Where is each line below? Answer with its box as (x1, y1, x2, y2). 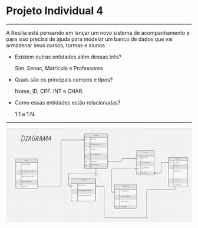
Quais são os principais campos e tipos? (14, 76, 113, 83)
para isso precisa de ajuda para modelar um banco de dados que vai (6, 35, 173, 43)
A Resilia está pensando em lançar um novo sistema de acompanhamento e (6, 29, 190, 36)
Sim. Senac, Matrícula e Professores (14, 64, 103, 71)
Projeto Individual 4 (6, 4, 104, 18)
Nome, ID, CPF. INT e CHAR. (14, 87, 84, 95)
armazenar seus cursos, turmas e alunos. (6, 41, 107, 48)
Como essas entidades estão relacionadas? (14, 99, 121, 106)
